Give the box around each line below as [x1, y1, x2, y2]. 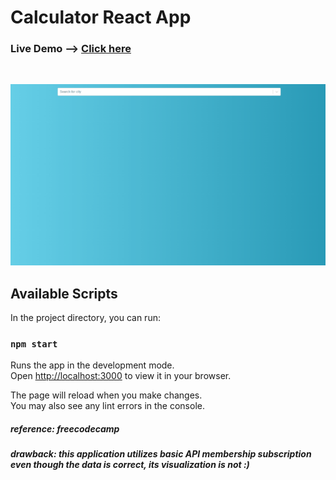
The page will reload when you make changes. [10, 389, 203, 401]
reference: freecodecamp [10, 423, 120, 435]
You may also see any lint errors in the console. [10, 400, 205, 412]
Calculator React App [10, 6, 192, 29]
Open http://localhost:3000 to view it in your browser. [10, 370, 232, 382]
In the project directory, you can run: [10, 312, 161, 324]
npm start [10, 339, 58, 350]
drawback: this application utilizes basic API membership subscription [10, 448, 312, 460]
